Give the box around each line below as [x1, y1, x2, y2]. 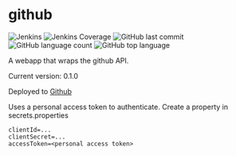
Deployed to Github [8, 86, 72, 96]
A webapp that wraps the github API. [8, 56, 129, 65]
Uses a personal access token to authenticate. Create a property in [8, 102, 229, 111]
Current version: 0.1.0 [8, 71, 78, 80]
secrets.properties [8, 110, 69, 120]
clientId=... [8, 126, 52, 134]
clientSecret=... [8, 133, 66, 141]
